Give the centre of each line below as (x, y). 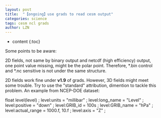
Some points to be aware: (31, 51)
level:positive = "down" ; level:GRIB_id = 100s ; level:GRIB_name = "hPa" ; (79, 105)
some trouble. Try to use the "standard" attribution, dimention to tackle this (81, 85)
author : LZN (17, 28)
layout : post (18, 10)
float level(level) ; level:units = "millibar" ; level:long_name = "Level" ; (74, 100)
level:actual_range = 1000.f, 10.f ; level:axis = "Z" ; (56, 111)
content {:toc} (26, 41)
